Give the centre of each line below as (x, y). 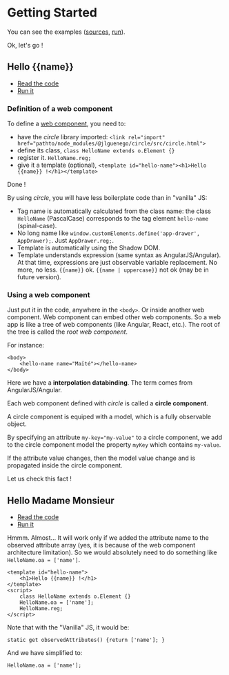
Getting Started (52, 13)
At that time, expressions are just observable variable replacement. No (117, 263)
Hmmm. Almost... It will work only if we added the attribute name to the (108, 538)
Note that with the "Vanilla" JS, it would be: (68, 627)
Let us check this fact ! (40, 479)
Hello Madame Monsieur (61, 500)
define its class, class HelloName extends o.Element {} (96, 150)
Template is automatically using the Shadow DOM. (89, 248)
